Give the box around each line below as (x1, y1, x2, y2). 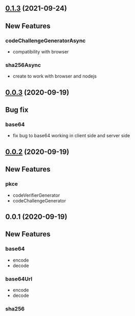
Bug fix (5, 105, 29, 115)
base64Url (5, 275, 32, 282)
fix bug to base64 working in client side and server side (12, 133, 130, 139)
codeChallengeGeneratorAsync (5, 37, 86, 44)
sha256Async (5, 62, 41, 68)
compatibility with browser (12, 49, 69, 55)
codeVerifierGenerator (12, 192, 60, 198)
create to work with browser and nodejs (12, 73, 97, 79)
